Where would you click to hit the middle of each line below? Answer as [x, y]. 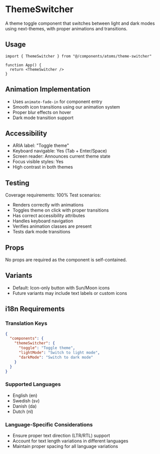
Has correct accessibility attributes [49, 216]
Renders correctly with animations [48, 205]
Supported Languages [33, 384]
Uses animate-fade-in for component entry [57, 102]
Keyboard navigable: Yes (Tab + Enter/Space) [60, 151]
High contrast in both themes [43, 167]
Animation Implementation [48, 89]
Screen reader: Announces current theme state [61, 156]
